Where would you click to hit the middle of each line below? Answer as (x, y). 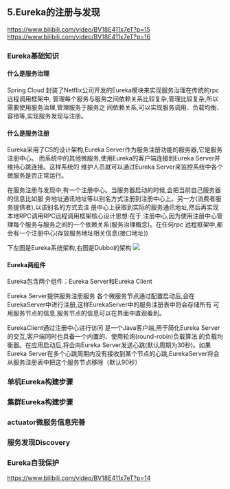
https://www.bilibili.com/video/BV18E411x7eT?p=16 (79, 37)
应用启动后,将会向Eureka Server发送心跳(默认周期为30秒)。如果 (121, 345)
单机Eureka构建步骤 (40, 382)
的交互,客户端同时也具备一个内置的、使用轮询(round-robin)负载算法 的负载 (112, 337)
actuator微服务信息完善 (46, 422)
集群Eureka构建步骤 (40, 402)
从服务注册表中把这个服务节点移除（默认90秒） (74, 362)
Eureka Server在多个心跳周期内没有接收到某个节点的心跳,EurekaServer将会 (113, 354)
